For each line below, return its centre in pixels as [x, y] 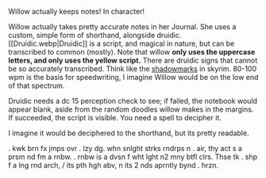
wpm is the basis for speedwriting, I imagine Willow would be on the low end [133, 77]
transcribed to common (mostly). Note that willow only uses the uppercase [132, 52]
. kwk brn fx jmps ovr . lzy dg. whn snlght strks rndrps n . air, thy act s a [125, 148]
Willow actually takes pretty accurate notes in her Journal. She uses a [122, 27]
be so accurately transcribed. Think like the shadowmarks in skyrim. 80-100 [132, 69]
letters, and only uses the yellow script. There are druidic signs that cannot [133, 60]
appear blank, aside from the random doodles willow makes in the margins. [131, 109]
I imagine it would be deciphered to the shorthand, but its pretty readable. [129, 133]
